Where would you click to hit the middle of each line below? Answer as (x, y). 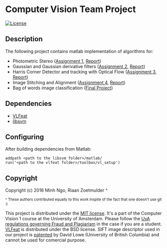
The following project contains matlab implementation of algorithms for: (79, 51)
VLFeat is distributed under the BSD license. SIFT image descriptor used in (82, 229)
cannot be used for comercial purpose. (46, 240)
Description (24, 39)
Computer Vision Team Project (71, 9)
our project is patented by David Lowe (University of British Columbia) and (82, 235)
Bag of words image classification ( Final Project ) (63, 88)
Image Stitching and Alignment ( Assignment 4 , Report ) (69, 82)
